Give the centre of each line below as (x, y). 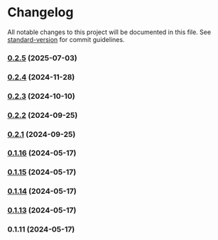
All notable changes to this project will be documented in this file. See (109, 32)
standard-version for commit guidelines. (66, 39)
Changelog (40, 12)
